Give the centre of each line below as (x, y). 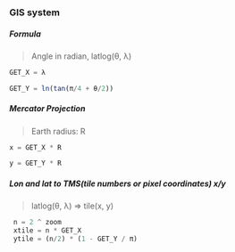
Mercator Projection (47, 109)
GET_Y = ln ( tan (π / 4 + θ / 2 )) (62, 88)
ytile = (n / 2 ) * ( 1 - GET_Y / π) (76, 239)
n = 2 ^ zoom (38, 223)
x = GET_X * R (36, 147)
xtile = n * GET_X (47, 231)
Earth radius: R (59, 131)
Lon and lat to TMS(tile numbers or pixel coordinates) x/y (117, 183)
